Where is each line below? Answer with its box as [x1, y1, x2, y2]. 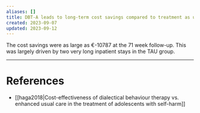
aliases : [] [6, 8, 36, 15]
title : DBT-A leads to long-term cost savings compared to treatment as [6, 14, 190, 20]
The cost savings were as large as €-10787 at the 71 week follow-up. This [6, 42, 186, 49]
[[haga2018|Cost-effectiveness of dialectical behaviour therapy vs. [14, 94, 179, 101]
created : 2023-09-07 [6, 20, 58, 26]
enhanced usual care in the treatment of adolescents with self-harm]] [14, 101, 186, 108]
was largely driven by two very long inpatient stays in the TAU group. [6, 48, 176, 55]
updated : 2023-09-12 [6, 25, 58, 32]
